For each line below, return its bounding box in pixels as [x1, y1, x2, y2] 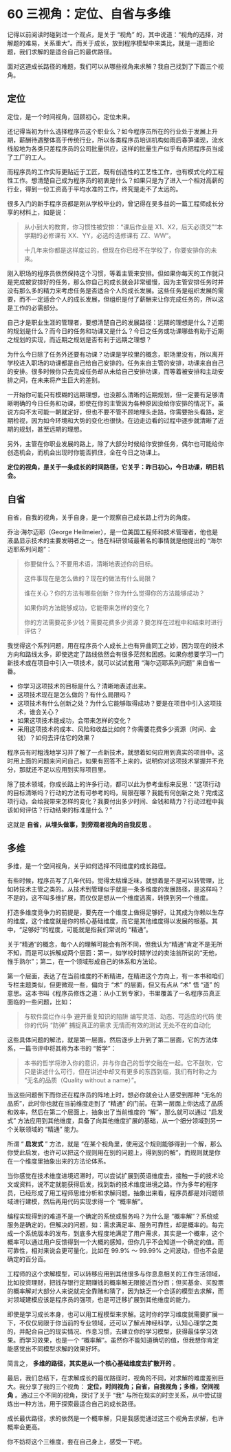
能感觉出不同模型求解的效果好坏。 [7, 1345, 104, 1353]
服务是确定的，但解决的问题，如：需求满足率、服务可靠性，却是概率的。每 [7, 1221, 218, 1229]
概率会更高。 [7, 1423, 43, 1431]
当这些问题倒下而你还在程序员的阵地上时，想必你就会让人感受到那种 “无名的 [7, 1091, 223, 1099]
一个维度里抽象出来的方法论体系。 [12, 1157, 110, 1166]
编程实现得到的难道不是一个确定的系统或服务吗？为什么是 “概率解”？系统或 [7, 1212, 219, 1221]
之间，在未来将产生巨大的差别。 [12, 376, 104, 384]
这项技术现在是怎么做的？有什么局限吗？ [16, 690, 132, 699]
